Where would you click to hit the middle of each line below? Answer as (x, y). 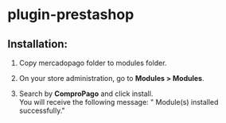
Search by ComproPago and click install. (86, 94)
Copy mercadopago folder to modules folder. (93, 63)
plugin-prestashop (71, 15)
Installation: (38, 44)
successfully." (42, 110)
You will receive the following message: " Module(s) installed (119, 102)
